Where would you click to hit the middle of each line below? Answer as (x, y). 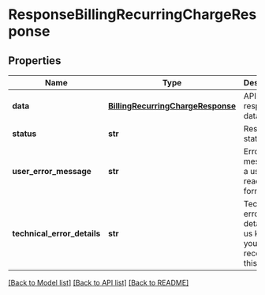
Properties (35, 61)
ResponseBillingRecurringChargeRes (132, 15)
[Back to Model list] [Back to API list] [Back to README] (99, 283)
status (24, 134)
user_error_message (52, 171)
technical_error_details (56, 233)
